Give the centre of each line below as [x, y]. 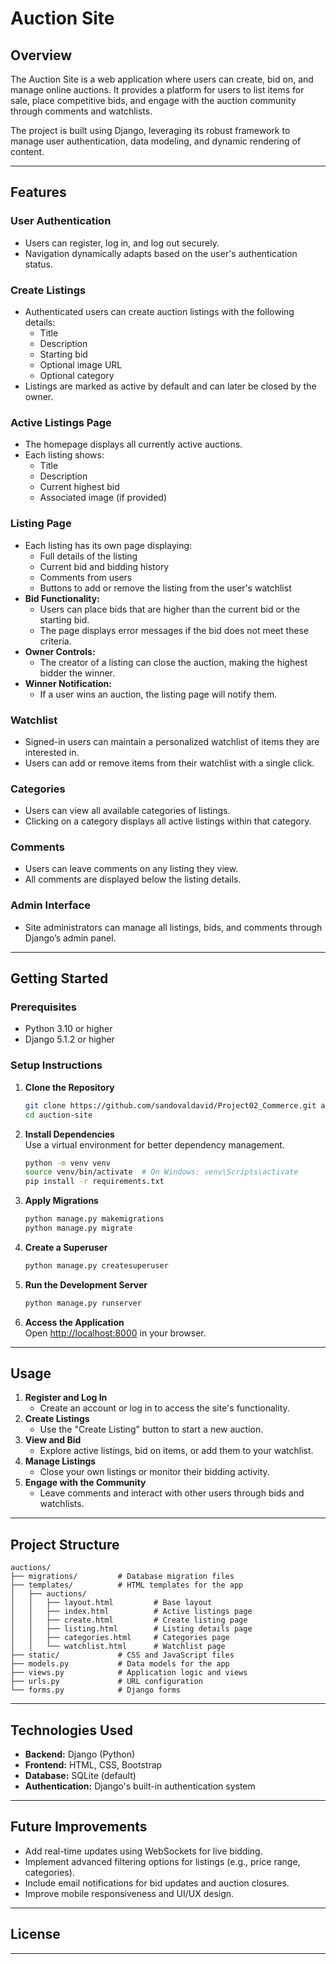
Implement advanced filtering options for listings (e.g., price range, [162, 1861]
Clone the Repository [69, 1087]
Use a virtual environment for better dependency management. [154, 1144]
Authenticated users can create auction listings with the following [159, 311]
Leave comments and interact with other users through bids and [172, 1493]
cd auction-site [58, 1115]
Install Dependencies [69, 1134]
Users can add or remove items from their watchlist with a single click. [169, 763]
